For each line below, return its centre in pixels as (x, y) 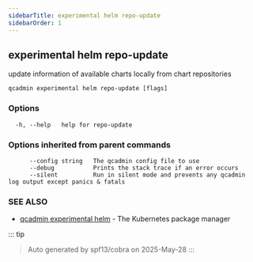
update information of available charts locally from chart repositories (120, 74)
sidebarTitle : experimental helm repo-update (84, 15)
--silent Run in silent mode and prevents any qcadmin (137, 175)
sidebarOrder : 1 (35, 23)
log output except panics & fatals (67, 182)
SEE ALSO (28, 201)
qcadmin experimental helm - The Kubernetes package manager (125, 219)
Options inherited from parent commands (90, 145)
